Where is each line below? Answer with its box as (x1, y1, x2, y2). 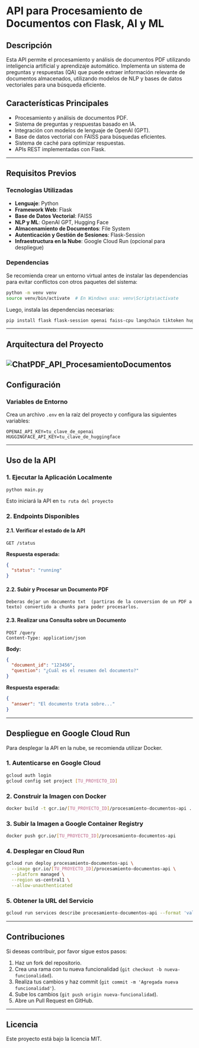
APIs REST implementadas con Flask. (14, 145, 106, 152)
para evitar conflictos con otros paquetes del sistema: (6, 278, 138, 285)
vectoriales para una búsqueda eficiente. (6, 81, 106, 88)
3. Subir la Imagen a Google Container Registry (6, 819, 144, 827)
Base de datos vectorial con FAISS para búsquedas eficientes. (14, 133, 167, 140)
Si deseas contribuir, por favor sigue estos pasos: (6, 947, 127, 955)
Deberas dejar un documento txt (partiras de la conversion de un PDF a (6, 599, 192, 605)
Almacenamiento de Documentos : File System (14, 225, 130, 232)
